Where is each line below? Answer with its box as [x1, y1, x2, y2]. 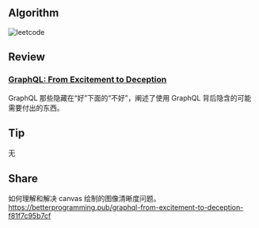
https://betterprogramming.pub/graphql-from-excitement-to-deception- [8, 203, 244, 212]
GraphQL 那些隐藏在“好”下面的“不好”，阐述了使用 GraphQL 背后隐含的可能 [8, 93, 252, 102]
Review [8, 51, 46, 64]
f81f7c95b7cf [8, 211, 51, 221]
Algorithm [8, 6, 59, 20]
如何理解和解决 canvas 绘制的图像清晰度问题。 [8, 194, 161, 203]
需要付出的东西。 [8, 103, 64, 112]
